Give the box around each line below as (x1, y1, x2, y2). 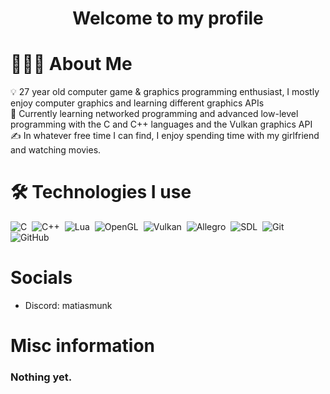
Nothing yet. (10, 370, 73, 384)
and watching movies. (10, 144, 102, 156)
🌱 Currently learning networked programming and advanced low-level (10, 108, 299, 120)
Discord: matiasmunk (24, 300, 113, 311)
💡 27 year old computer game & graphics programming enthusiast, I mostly (10, 86, 320, 98)
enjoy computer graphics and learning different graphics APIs (10, 97, 265, 109)
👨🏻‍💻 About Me (10, 53, 133, 76)
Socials (10, 267, 73, 289)
